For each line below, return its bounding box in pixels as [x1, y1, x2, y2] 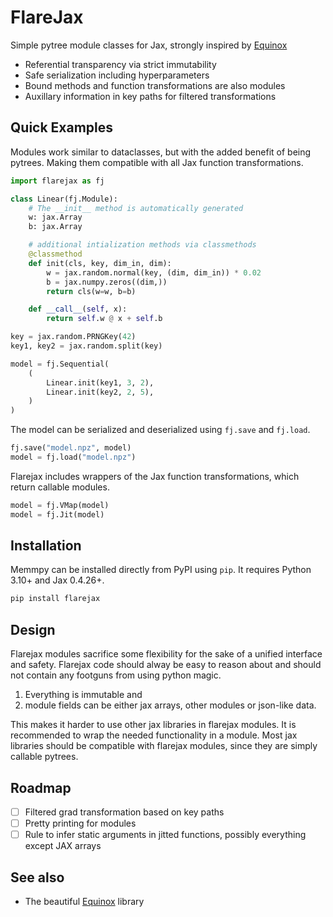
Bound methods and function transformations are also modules [24, 79, 286, 91]
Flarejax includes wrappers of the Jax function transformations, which [10, 470, 300, 482]
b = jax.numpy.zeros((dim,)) [46, 277, 168, 287]
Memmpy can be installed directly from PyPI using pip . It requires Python [10, 564, 312, 576]
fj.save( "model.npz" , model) [10, 443, 132, 453]
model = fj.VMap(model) [10, 500, 110, 510]
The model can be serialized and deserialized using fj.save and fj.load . [10, 424, 311, 436]
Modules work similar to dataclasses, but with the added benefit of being [10, 146, 312, 158]
